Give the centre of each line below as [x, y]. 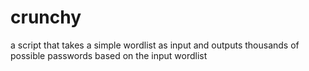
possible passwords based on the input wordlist [109, 55]
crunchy [46, 17]
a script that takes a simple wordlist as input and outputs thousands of [155, 45]
